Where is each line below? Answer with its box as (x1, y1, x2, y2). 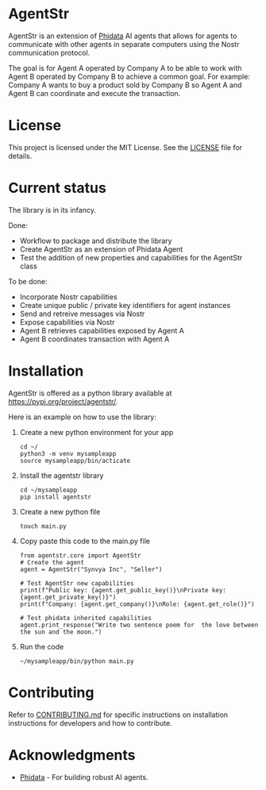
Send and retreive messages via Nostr (19, 309, 145, 318)
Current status (8, 179, 107, 197)
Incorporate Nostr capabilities (19, 291, 118, 302)
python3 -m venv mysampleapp (19, 449, 117, 457)
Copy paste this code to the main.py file (19, 536, 151, 545)
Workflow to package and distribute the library (19, 236, 172, 245)
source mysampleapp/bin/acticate (19, 457, 131, 464)
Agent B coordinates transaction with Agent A (19, 334, 170, 344)
